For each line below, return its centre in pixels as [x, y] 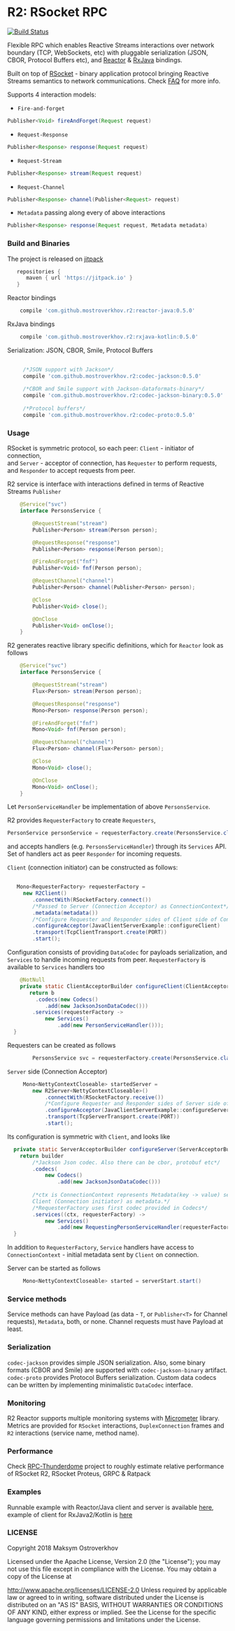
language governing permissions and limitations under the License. [104, 1619]
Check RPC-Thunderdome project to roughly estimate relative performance [116, 1467]
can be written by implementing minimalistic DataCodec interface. [100, 1385]
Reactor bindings [32, 298]
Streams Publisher [34, 492]
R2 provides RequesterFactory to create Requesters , [81, 820]
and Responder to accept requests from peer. [71, 471]
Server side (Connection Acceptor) [57, 1071]
